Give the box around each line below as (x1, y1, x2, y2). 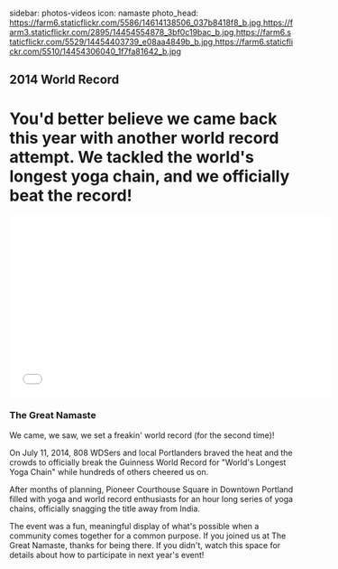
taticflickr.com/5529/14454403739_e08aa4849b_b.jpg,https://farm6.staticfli (9, 36, 294, 47)
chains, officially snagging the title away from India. (9, 503, 201, 514)
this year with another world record (9, 127, 279, 148)
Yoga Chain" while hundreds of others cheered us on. (9, 466, 209, 477)
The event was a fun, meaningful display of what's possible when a (9, 520, 260, 531)
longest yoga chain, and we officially (9, 166, 290, 186)
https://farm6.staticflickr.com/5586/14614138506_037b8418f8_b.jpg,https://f (9, 17, 294, 28)
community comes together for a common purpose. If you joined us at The (9, 530, 287, 541)
